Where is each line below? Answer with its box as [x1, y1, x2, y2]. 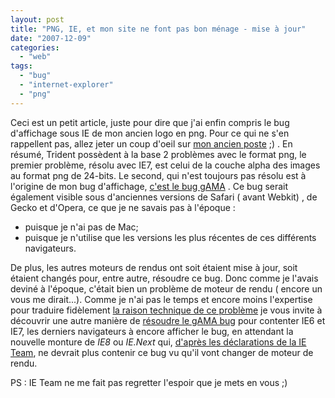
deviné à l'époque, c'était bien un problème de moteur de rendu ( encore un [10, 282, 323, 295]
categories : [10, 42, 60, 53]
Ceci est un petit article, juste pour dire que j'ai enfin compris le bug [10, 116, 290, 128]
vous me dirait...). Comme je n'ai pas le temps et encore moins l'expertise [10, 293, 313, 305]
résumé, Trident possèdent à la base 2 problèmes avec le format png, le [10, 148, 307, 160]
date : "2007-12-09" [10, 33, 92, 43]
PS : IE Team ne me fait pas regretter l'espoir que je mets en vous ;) [10, 376, 288, 388]
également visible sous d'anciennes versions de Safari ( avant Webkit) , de [10, 191, 318, 203]
